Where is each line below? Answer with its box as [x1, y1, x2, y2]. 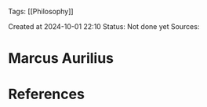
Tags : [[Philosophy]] [8, 7, 74, 16]
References [8, 86, 85, 103]
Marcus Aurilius [8, 50, 114, 68]
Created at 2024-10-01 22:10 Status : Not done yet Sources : [8, 22, 200, 31]
